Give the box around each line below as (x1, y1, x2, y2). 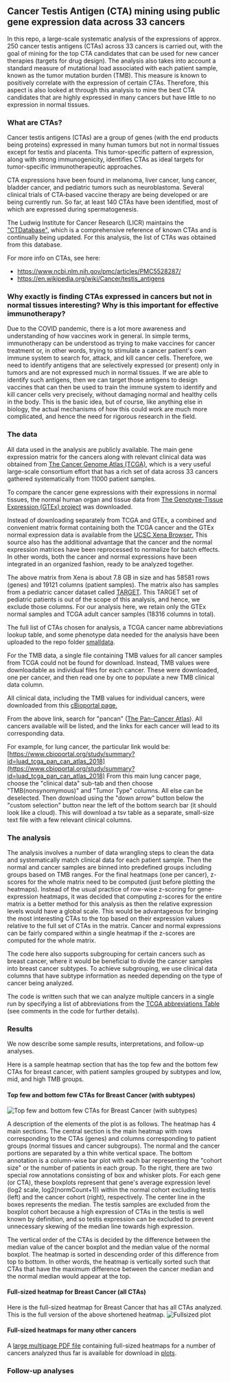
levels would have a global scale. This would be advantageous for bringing (7, 907, 218, 915)
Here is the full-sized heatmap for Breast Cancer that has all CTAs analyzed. (7, 1303, 223, 1311)
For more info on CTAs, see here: (7, 254, 101, 262)
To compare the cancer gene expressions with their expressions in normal (7, 488, 217, 496)
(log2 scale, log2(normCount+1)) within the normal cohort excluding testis (7, 1185, 216, 1194)
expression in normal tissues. (7, 100, 90, 109)
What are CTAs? (7, 117, 62, 127)
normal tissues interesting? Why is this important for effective (7, 300, 219, 310)
